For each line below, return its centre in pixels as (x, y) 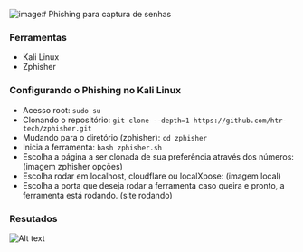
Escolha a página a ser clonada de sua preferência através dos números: (158, 156)
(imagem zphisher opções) (73, 166)
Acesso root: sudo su (62, 110)
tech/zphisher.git (57, 128)
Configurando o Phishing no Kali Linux (95, 91)
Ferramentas (38, 37)
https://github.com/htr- (240, 121)
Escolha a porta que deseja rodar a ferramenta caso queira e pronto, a (153, 185)
